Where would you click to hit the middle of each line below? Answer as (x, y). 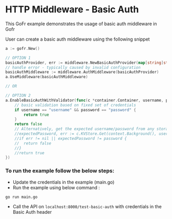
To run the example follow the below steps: (60, 171)
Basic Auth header (32, 212)
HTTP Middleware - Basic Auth (72, 10)
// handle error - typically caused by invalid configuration (73, 67)
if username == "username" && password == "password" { (76, 110)
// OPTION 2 (18, 96)
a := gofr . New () (23, 48)
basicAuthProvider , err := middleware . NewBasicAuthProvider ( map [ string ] (84, 63)
